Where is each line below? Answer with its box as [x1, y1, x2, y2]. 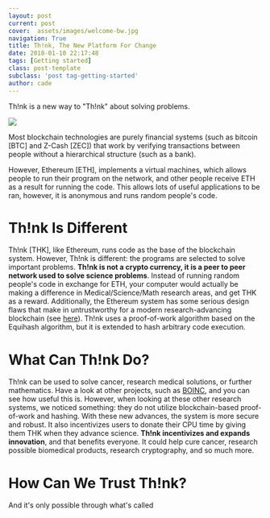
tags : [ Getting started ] [8, 57, 92, 65]
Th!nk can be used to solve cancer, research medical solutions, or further [8, 377, 252, 387]
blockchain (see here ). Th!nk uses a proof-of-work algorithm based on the [8, 313, 255, 323]
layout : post [8, 11, 52, 20]
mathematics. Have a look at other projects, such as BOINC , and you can [8, 386, 250, 396]
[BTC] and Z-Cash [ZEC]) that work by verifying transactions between [8, 140, 240, 150]
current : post [8, 19, 56, 27]
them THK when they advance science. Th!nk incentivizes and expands [8, 429, 251, 438]
